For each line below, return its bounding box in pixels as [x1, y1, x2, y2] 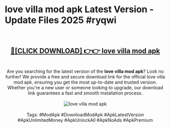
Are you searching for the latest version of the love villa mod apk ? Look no [7, 68, 164, 74]
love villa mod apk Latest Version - [5, 4, 154, 15]
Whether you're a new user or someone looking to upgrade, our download [7, 84, 163, 90]
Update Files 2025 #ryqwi [5, 14, 117, 26]
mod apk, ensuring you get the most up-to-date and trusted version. [13, 79, 157, 85]
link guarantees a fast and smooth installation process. [28, 90, 143, 96]
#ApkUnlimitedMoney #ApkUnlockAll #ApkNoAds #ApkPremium [17, 117, 153, 123]
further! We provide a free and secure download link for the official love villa [5, 73, 165, 80]
